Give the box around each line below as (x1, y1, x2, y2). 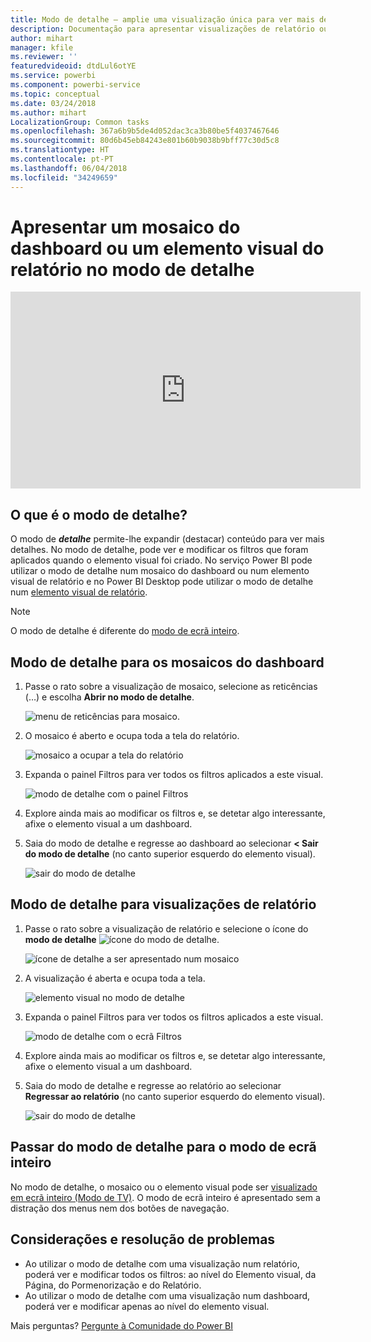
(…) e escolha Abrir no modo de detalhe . (24, 691, 195, 703)
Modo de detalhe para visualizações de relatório (10, 896, 317, 913)
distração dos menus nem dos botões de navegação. (10, 1202, 230, 1214)
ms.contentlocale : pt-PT (10, 154, 114, 164)
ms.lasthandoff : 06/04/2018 (10, 163, 128, 173)
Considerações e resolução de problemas (10, 1231, 276, 1248)
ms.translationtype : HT (10, 145, 110, 155)
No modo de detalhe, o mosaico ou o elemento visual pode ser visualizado (10, 1181, 318, 1193)
